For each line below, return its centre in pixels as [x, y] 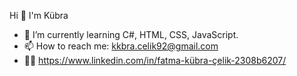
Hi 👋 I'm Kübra [39, 15]
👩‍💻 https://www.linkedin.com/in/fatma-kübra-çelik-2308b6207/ [155, 60]
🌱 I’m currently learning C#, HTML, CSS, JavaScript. [131, 34]
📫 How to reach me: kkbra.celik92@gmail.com [121, 46]
